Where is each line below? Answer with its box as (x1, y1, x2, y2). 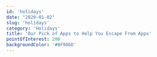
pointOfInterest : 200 (6, 36, 61, 42)
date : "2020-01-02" (6, 14, 55, 20)
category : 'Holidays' (6, 25, 61, 31)
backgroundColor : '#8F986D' (6, 42, 77, 48)
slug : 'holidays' (6, 20, 50, 26)
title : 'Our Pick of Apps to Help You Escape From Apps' (6, 31, 152, 37)
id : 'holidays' (6, 8, 45, 15)
